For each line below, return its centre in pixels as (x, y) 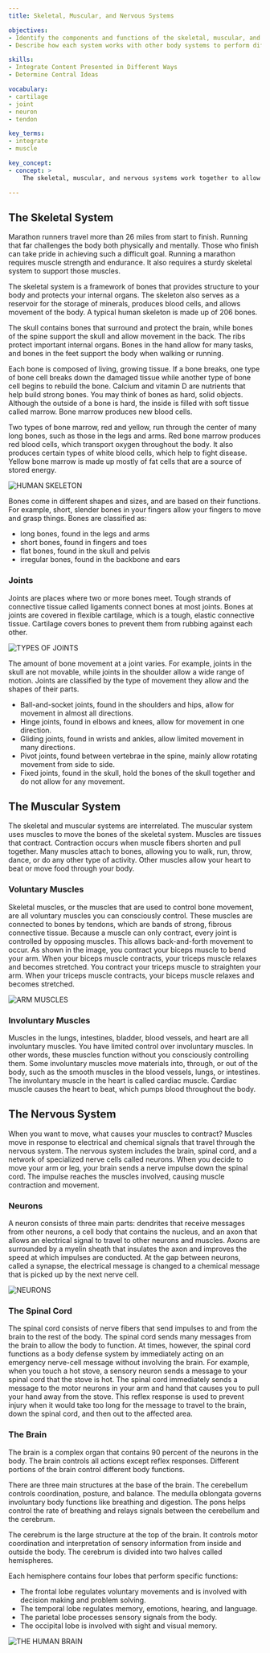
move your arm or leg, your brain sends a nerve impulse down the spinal (128, 1167)
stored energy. (33, 470)
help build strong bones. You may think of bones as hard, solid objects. (126, 395)
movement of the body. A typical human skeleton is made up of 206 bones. (133, 312)
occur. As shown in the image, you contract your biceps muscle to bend (127, 950)
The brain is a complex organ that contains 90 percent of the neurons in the (133, 1452)
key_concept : (30, 163)
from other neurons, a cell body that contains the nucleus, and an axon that (133, 1232)
